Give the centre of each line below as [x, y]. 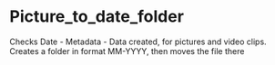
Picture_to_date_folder [97, 17]
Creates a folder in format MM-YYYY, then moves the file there [127, 51]
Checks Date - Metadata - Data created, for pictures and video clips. [138, 42]
